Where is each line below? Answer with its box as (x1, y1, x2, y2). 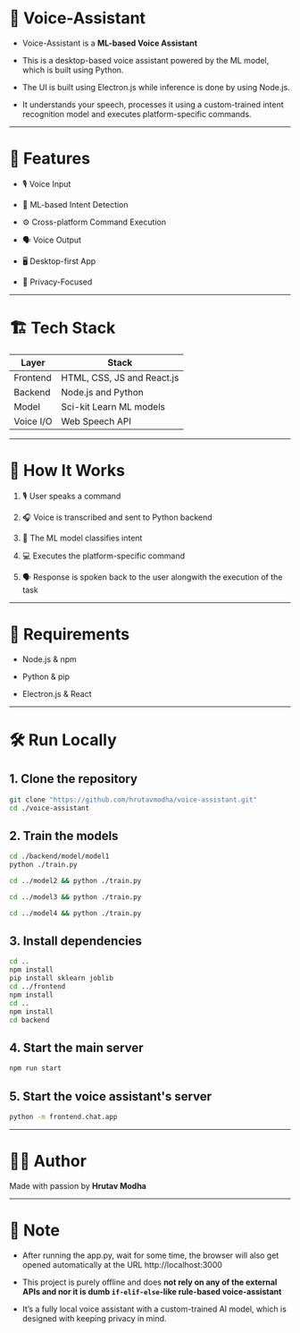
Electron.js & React (21, 688, 92, 699)
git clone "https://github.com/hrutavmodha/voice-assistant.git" (9, 795, 257, 804)
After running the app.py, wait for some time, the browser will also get (21, 1250, 279, 1261)
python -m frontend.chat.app (9, 1112, 118, 1121)
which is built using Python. (21, 64, 124, 75)
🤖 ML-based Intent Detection (21, 199, 129, 209)
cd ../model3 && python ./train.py (9, 892, 142, 902)
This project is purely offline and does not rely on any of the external (21, 1277, 278, 1287)
